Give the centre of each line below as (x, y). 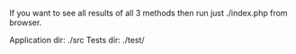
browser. (26, 22)
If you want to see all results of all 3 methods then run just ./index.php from (148, 13)
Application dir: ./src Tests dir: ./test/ (77, 40)
